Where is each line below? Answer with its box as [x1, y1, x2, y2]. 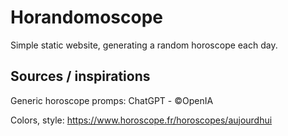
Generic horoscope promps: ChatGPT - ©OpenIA [10, 94, 214, 106]
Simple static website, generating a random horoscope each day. [10, 39, 278, 51]
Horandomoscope [10, 6, 164, 29]
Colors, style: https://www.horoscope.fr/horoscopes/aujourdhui [10, 114, 273, 126]
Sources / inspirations [10, 68, 151, 85]
